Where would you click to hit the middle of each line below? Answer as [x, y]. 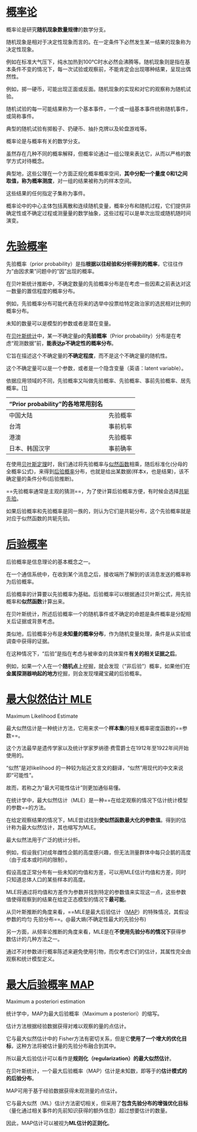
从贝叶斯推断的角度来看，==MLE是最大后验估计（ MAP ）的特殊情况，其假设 [98, 912]
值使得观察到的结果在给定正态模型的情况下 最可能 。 [68, 899]
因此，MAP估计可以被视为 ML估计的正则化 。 [60, 1123]
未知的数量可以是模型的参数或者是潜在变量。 [60, 323]
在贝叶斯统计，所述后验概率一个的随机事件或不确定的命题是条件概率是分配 [96, 614]
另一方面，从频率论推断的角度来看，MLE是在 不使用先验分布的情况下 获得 [94, 932]
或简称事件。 [21, 116]
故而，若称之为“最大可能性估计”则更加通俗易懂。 [65, 788]
